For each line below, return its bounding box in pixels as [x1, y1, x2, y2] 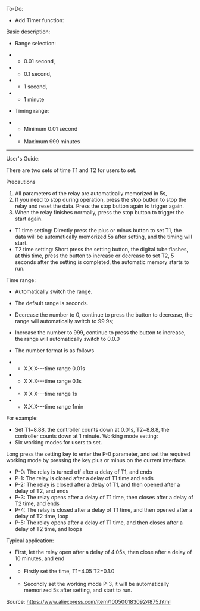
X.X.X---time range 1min [23, 403, 84, 410]
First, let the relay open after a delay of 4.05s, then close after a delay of [14, 549, 192, 555]
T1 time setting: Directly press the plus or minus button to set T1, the [14, 227, 182, 234]
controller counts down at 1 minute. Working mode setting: [14, 432, 158, 440]
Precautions [6, 179, 36, 185]
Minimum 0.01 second [23, 125, 78, 132]
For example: [6, 415, 39, 422]
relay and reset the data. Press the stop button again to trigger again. [14, 202, 185, 210]
